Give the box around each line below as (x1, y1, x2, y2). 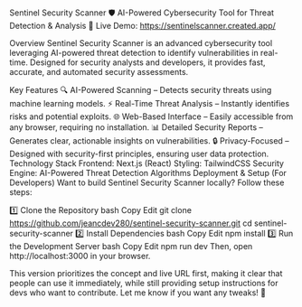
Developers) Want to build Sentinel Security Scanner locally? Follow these (9, 177, 285, 188)
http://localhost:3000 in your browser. (9, 251, 151, 261)
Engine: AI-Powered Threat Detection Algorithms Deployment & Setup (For (9, 168, 288, 178)
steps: (9, 187, 33, 197)
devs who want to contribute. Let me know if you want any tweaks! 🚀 (9, 287, 267, 298)
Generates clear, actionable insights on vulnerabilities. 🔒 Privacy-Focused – (9, 135, 289, 146)
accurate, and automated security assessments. (9, 67, 189, 77)
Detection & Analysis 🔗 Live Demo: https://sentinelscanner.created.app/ (9, 21, 276, 31)
